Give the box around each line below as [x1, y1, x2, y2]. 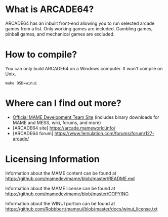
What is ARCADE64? [5, 4, 94, 15]
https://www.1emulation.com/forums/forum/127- [54, 130, 155, 136]
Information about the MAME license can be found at [5, 185, 115, 191]
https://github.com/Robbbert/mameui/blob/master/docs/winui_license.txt [5, 206, 158, 212]
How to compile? [5, 49, 77, 60]
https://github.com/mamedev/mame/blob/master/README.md [5, 176, 135, 182]
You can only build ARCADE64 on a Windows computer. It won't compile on [5, 65, 163, 71]
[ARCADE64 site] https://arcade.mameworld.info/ [12, 125, 116, 131]
